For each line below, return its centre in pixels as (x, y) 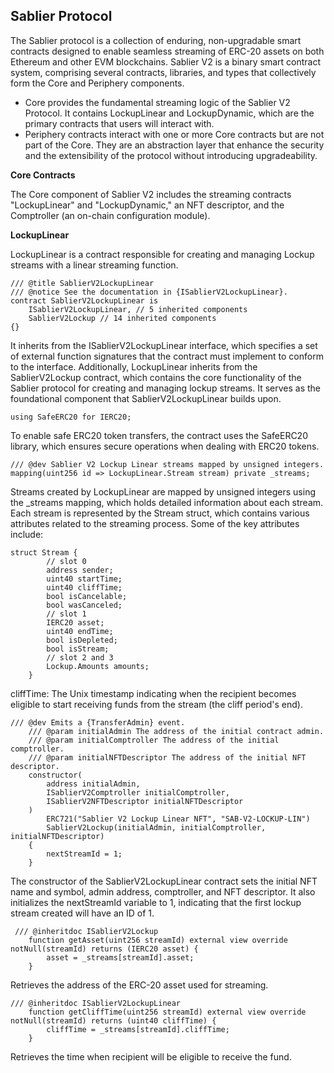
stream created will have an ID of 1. (82, 913)
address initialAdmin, (93, 784)
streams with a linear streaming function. (94, 265)
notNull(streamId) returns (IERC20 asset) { (104, 949)
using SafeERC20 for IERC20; (71, 417)
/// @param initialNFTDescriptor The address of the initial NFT (167, 757)
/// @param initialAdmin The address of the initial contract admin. (176, 731)
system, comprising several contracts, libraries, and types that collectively (163, 72)
